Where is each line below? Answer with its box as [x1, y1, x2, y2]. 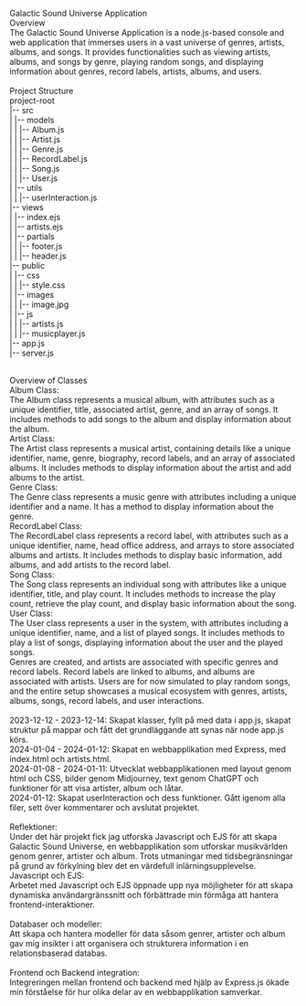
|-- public [9, 260, 46, 270]
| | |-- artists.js [9, 319, 64, 329]
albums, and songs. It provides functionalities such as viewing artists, [9, 47, 271, 58]
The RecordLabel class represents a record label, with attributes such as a [9, 530, 290, 541]
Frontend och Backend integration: [9, 968, 140, 978]
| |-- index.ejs [9, 212, 61, 222]
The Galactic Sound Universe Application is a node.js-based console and [9, 27, 285, 37]
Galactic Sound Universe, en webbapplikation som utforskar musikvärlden [9, 841, 289, 852]
